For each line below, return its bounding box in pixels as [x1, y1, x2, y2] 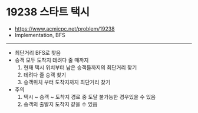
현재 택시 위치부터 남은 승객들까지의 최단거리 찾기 [23, 64, 137, 71]
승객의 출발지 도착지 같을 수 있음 [23, 101, 98, 108]
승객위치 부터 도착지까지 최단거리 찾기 [23, 78, 111, 85]
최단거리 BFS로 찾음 [14, 49, 61, 56]
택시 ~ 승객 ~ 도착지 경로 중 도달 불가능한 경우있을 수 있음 [23, 93, 156, 100]
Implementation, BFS [14, 31, 66, 38]
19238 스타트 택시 [6, 5, 90, 19]
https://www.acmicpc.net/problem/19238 [14, 25, 115, 32]
